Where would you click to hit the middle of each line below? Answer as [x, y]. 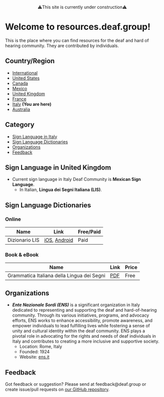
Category [20, 125]
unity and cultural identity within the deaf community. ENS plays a [79, 331]
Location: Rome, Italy [41, 347]
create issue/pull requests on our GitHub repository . [58, 389]
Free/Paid [90, 232]
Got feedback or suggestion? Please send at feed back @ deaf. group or [76, 384]
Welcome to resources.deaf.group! [78, 27]
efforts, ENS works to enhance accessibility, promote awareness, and [82, 321]
